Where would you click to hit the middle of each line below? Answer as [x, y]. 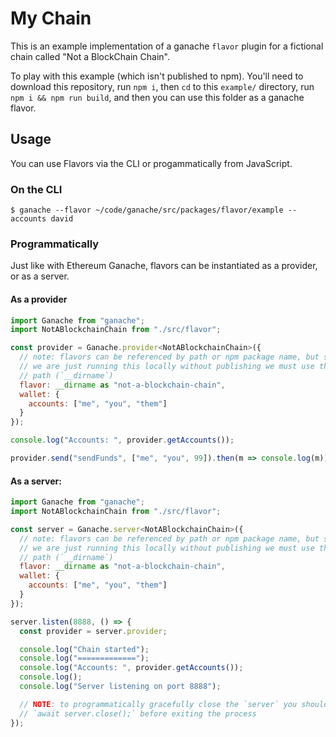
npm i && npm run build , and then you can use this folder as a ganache [157, 97]
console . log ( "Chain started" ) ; [84, 649]
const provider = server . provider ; [93, 631]
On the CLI [36, 189]
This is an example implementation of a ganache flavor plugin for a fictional [167, 46]
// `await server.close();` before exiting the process [138, 713]
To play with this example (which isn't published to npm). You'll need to [157, 76]
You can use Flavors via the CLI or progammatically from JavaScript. [151, 163]
